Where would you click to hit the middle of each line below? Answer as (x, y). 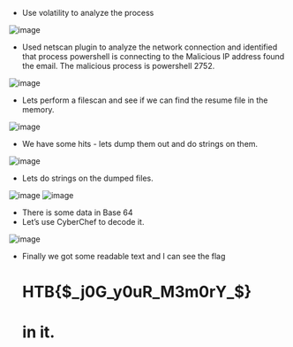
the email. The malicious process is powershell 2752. (118, 66)
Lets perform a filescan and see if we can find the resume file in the (145, 100)
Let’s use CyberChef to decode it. (83, 222)
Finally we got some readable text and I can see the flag (124, 256)
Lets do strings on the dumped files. (87, 178)
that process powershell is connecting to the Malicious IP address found (153, 56)
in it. (38, 332)
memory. (38, 109)
